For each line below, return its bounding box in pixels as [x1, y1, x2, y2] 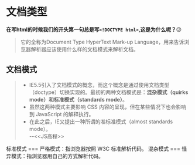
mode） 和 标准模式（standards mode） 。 [29, 96, 128, 103]
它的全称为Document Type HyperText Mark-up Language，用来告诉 [20, 38, 184, 45]
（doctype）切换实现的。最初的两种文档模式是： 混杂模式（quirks [29, 89, 189, 96]
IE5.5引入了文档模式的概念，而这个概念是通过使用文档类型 [29, 81, 170, 88]
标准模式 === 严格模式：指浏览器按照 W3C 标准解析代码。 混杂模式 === [6, 145, 180, 152]
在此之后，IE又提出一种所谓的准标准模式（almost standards [29, 118, 173, 125]
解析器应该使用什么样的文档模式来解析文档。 [30, 45, 139, 53]
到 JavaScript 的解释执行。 [29, 110, 94, 117]
